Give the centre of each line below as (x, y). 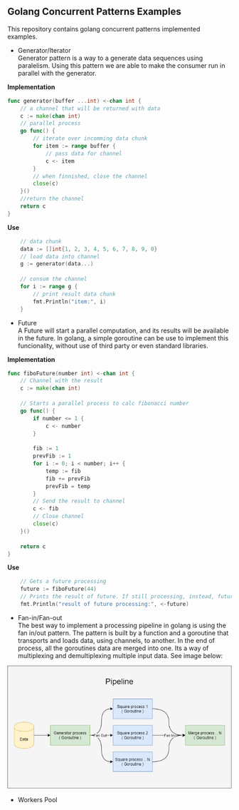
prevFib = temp (68, 486)
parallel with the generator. (57, 73)
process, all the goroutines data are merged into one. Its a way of (113, 648)
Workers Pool (37, 799)
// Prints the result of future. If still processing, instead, (117, 597)
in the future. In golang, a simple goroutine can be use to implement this (123, 338)
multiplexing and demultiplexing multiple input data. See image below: (120, 655)
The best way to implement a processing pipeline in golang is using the (122, 625)
